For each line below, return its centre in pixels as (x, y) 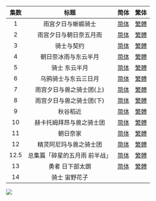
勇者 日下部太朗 (70, 166)
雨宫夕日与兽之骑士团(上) (69, 90)
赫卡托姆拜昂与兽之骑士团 (70, 122)
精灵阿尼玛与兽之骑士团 (70, 144)
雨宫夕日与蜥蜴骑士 (70, 24)
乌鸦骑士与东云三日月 (70, 79)
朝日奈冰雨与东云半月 (70, 57)
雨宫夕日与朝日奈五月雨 (70, 35)
